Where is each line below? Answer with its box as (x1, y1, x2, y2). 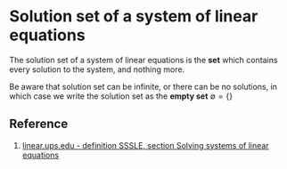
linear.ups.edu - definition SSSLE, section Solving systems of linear (21, 140, 269, 150)
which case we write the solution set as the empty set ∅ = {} (9, 91, 234, 101)
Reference (9, 117, 69, 132)
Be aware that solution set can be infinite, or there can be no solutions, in (9, 81, 278, 92)
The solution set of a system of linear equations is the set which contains (9, 54, 278, 65)
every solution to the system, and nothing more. (9, 64, 185, 75)
